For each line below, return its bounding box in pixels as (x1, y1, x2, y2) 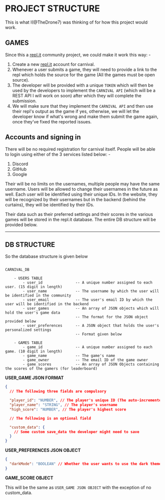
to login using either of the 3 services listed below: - (5, 151, 110, 157)
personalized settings (5, 327, 52, 332)
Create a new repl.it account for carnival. (12, 61, 95, 67)
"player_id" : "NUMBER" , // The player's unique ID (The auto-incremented (9, 398, 164, 403)
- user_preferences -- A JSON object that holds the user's (23, 323, 160, 328)
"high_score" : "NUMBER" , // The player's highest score (9, 407, 126, 412)
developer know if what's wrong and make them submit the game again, (12, 114, 159, 119)
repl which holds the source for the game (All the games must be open (12, 72, 155, 78)
